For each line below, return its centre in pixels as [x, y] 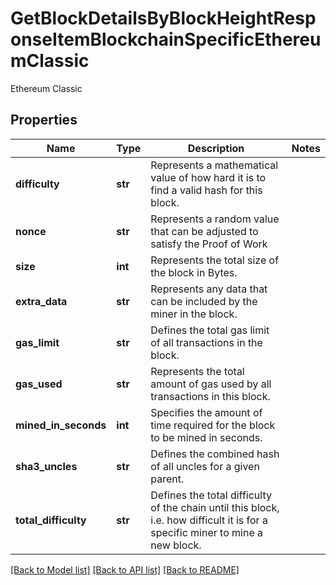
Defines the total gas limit [210, 330]
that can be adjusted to [204, 231]
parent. [167, 479]
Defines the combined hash [215, 454]
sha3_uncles [46, 466]
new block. [176, 545]
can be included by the [204, 301]
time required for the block [213, 425]
